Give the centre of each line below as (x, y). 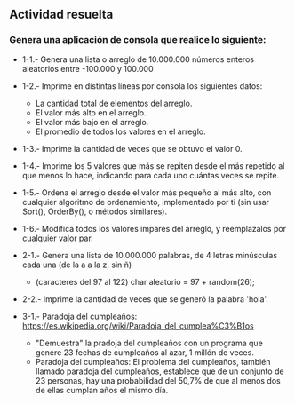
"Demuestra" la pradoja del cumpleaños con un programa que (149, 343)
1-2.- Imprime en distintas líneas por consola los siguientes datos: (142, 86)
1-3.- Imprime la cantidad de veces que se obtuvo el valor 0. (132, 148)
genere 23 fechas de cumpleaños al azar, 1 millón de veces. (145, 352)
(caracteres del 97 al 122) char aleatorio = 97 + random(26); (145, 281)
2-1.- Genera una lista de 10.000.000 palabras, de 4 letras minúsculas (150, 255)
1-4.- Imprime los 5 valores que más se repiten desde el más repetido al (153, 166)
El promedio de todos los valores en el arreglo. (120, 131)
